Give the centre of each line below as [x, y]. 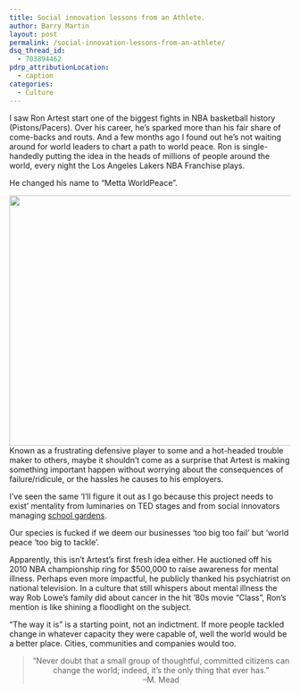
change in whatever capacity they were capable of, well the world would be [148, 634]
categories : [31, 84]
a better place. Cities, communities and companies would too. [123, 643]
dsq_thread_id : [37, 51]
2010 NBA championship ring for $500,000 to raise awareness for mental [144, 569]
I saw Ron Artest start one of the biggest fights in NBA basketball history [142, 118]
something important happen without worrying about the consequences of [146, 469]
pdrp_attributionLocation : [59, 68]
